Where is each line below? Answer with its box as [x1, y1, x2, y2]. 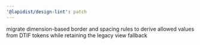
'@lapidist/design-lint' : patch [6, 8, 87, 15]
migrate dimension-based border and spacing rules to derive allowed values [6, 25, 195, 32]
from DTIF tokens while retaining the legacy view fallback [6, 31, 148, 39]
